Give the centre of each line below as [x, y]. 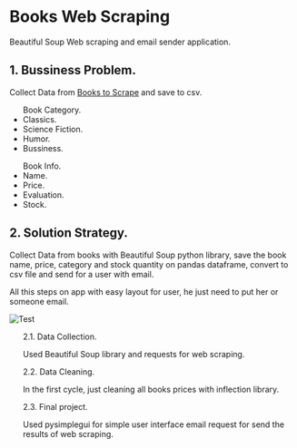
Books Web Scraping [90, 17]
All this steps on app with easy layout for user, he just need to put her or [144, 291]
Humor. [36, 139]
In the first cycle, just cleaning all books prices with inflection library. [151, 389]
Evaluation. [44, 195]
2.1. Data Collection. [59, 336]
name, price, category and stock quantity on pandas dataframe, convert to [149, 264]
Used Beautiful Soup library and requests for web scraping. [134, 354]
